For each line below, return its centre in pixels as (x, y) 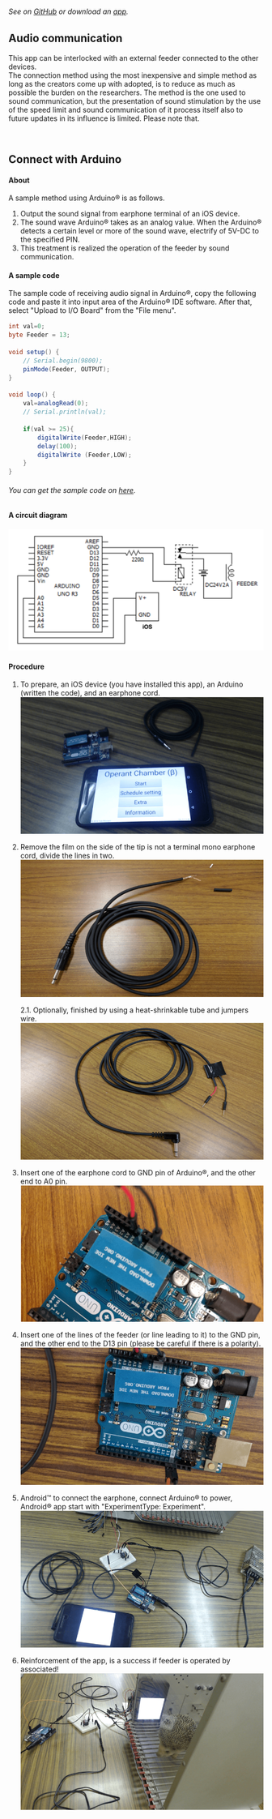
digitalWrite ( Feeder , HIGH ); (85, 438)
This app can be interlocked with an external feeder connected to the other (134, 58)
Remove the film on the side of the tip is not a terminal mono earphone (138, 847)
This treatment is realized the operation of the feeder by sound (125, 248)
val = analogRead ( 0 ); (56, 404)
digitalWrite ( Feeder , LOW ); (85, 455)
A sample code (34, 275)
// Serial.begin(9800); (63, 361)
